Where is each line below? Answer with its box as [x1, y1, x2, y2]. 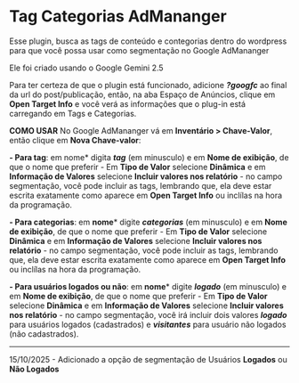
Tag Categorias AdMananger [9, 6, 227, 27]
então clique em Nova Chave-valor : [9, 134, 141, 145]
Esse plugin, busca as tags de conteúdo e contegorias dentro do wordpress [9, 36, 287, 46]
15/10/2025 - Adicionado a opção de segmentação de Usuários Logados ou [9, 354, 287, 364]
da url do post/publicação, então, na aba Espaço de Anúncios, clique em [9, 89, 276, 100]
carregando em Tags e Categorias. [9, 108, 137, 118]
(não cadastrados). [9, 328, 79, 339]
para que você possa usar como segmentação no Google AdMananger [9, 45, 270, 55]
